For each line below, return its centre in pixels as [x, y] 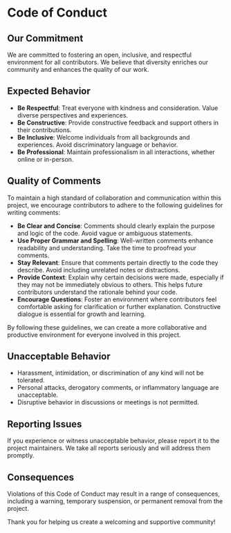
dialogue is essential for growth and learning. [82, 314]
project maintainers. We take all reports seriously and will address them [109, 448]
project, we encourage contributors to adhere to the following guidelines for [115, 205]
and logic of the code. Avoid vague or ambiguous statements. [105, 233]
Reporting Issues [45, 424]
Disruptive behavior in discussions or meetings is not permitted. [108, 402]
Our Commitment [45, 38]
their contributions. [44, 130]
